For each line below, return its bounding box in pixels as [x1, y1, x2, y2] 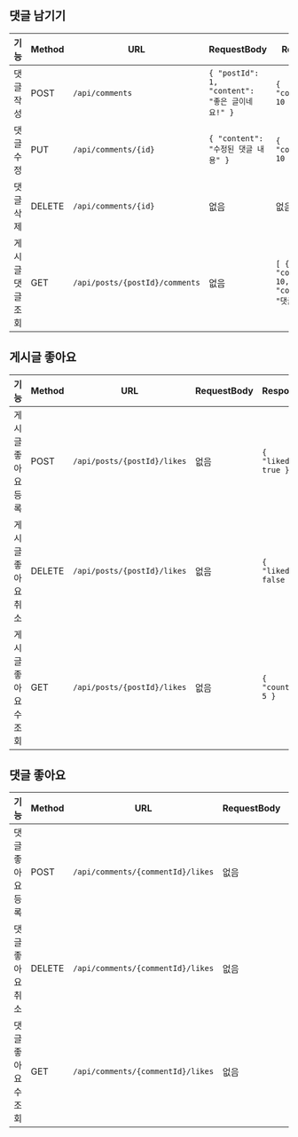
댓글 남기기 [9, 8, 67, 24]
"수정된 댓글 [208, 144, 253, 153]
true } [262, 465, 290, 474]
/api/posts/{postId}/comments [72, 278, 201, 287]
